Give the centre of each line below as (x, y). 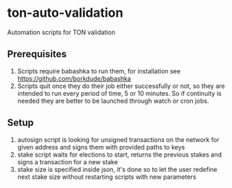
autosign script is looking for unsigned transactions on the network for (118, 139)
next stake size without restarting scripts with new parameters (107, 177)
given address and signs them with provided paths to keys (101, 147)
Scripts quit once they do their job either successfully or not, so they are (121, 86)
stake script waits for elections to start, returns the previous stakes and (119, 154)
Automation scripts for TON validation (61, 32)
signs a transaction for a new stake (68, 161)
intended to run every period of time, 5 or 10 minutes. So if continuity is (119, 93)
